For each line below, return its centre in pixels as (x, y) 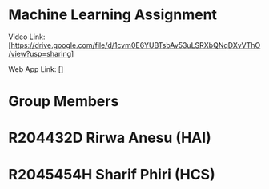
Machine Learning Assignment (113, 15)
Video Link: (27, 37)
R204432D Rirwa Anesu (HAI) (110, 138)
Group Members (64, 102)
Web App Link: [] (36, 69)
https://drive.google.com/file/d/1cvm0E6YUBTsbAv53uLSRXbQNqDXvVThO (136, 45)
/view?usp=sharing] (41, 53)
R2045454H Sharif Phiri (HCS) (112, 174)
